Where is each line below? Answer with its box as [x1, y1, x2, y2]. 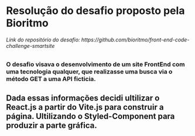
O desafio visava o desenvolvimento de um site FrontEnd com [6, 60, 186, 68]
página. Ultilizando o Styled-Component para [6, 111, 175, 121]
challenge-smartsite [6, 42, 55, 49]
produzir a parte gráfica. [6, 120, 98, 130]
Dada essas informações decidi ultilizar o [6, 93, 160, 103]
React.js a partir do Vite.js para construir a [6, 102, 164, 112]
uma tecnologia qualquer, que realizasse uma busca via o [6, 68, 173, 76]
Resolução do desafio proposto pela [6, 4, 185, 18]
